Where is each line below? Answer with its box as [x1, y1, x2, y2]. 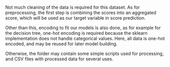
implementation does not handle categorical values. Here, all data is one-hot [5, 35, 165, 41]
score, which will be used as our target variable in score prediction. [5, 15, 146, 21]
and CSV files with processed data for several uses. [5, 56, 114, 62]
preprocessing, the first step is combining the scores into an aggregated [5, 10, 156, 16]
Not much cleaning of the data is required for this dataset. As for [5, 5, 140, 10]
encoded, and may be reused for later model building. [5, 41, 118, 47]
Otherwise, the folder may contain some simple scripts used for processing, [5, 50, 164, 56]
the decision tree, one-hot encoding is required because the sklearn [5, 30, 148, 36]
